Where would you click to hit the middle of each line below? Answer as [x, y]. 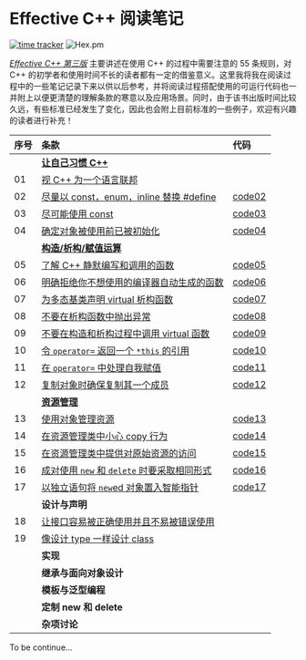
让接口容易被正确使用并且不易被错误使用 [128, 521]
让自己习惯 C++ [75, 162]
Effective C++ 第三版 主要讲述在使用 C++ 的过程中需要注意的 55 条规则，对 [151, 63]
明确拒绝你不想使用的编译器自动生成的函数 [133, 282]
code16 [250, 469]
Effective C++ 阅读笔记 [97, 19]
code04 [250, 231]
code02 [250, 196]
